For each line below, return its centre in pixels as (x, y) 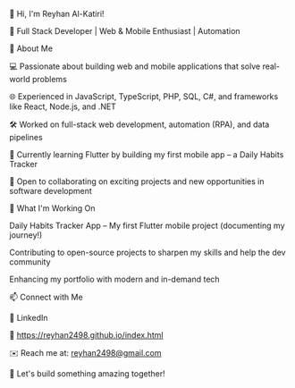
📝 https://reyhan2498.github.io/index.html (86, 335)
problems (49, 79)
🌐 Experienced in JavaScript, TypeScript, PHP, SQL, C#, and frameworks (144, 97)
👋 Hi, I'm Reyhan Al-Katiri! (57, 14)
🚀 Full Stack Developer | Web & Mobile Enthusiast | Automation (125, 31)
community (30, 262)
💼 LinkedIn (29, 318)
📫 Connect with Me (46, 297)
